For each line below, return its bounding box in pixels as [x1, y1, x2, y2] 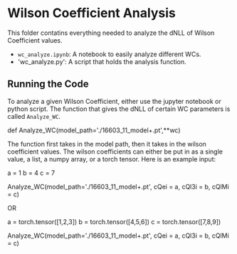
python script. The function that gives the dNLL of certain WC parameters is [7, 105, 231, 113]
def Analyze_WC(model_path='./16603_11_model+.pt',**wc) [7, 126, 181, 134]
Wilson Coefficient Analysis [7, 5, 176, 21]
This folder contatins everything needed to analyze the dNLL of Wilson [7, 28, 215, 37]
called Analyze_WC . [7, 112, 61, 120]
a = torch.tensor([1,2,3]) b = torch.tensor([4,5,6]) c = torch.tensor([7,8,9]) [7, 217, 221, 226]
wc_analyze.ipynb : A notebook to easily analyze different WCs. [17, 50, 201, 58]
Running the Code [7, 78, 89, 90]
